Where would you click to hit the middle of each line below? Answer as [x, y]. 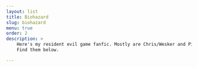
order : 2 [17, 33]
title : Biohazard [27, 17]
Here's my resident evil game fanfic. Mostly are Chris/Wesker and [101, 45]
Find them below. [38, 50]
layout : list [22, 11]
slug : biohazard [26, 22]
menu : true [19, 28]
